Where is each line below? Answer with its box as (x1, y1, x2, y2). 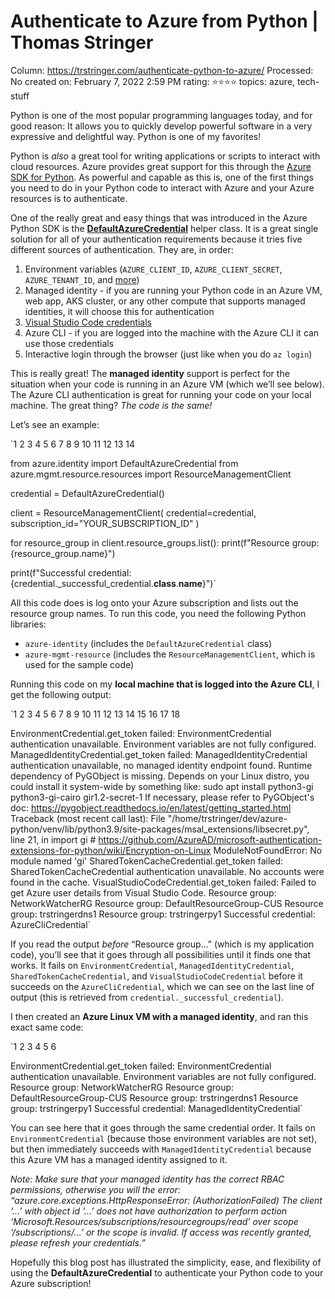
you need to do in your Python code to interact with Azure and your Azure (10, 181, 315, 194)
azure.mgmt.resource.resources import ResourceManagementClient (10, 468, 292, 480)
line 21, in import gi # (10, 833, 97, 845)
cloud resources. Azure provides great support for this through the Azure (10, 160, 312, 172)
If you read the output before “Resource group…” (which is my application (10, 938, 315, 950)
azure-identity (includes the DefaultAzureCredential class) (24, 637, 273, 649)
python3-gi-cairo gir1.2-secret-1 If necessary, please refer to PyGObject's (10, 791, 315, 803)
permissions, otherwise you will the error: (10, 1183, 181, 1195)
